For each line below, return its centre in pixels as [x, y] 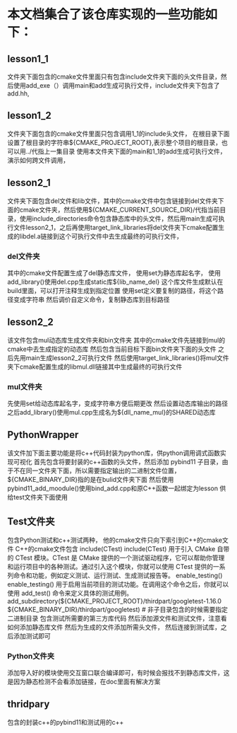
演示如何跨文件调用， [38, 160]
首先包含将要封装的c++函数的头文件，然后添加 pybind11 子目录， [128, 461]
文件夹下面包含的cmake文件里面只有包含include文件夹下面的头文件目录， [114, 76]
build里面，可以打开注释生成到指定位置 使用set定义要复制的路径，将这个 [113, 290]
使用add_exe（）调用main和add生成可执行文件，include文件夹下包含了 [116, 85]
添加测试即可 [32, 636]
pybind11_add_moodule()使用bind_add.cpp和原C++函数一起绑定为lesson [113, 488]
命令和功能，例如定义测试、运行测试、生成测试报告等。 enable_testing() [118, 575]
